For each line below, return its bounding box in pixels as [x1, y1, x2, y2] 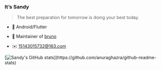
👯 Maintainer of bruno [11, 33, 56, 40]
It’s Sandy [4, 3, 29, 10]
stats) [4, 60, 16, 66]
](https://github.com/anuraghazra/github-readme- [54, 55, 157, 61]
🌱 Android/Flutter [11, 24, 48, 30]
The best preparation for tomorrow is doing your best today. [16, 15, 140, 21]
